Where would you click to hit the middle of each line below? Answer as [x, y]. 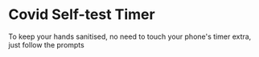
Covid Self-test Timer [82, 15]
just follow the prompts [46, 44]
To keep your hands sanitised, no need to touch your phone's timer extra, [130, 36]
